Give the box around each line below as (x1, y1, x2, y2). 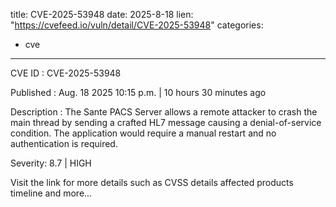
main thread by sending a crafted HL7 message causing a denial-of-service (10, 117, 322, 128)
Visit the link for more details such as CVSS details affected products (10, 177, 294, 188)
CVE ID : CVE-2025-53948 (10, 67, 122, 79)
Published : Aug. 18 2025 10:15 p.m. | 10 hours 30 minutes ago (10, 87, 267, 98)
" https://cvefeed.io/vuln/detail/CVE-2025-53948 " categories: (10, 19, 264, 31)
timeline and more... (10, 187, 93, 199)
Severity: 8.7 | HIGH (10, 157, 92, 169)
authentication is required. (10, 138, 118, 149)
